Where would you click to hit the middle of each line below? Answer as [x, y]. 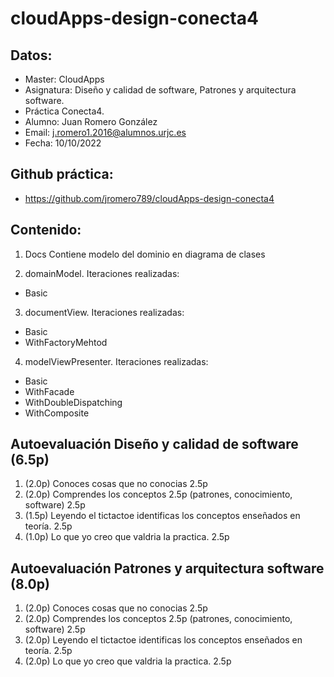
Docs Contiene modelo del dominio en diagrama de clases [145, 254]
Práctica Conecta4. [64, 111]
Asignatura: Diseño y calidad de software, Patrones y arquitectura [160, 90]
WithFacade [49, 391]
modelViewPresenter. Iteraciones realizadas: [116, 361]
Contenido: [46, 230]
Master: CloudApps [64, 79]
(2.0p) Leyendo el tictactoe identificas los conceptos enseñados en [163, 640]
